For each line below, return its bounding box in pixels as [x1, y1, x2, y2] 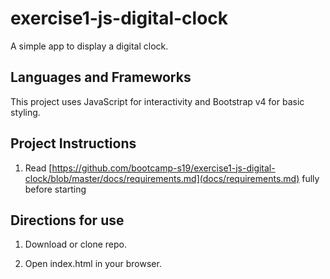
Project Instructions [10, 135, 137, 152]
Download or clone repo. [24, 238, 128, 251]
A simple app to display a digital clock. [10, 40, 169, 52]
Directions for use [10, 212, 125, 229]
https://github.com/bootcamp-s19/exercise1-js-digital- [51, 162, 276, 174]
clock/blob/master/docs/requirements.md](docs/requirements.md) [24, 172, 300, 184]
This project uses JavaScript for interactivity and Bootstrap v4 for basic [10, 95, 305, 107]
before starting [24, 183, 87, 195]
